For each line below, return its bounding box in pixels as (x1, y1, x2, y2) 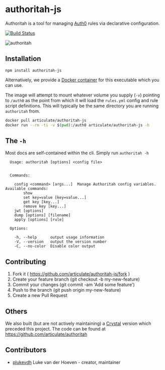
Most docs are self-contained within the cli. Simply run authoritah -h (5, 150, 149, 156)
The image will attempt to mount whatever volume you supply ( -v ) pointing (5, 92, 160, 98)
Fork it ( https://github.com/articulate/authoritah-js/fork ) (12, 271, 130, 277)
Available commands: (5, 186, 49, 192)
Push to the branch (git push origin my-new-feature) (12, 287, 121, 293)
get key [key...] (23, 200, 59, 205)
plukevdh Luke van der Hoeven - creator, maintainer (12, 359, 121, 365)
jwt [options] (14, 208, 44, 213)
